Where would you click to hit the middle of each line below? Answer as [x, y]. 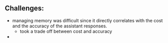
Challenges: [25, 8]
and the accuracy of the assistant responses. [60, 26]
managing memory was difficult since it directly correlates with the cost [87, 20]
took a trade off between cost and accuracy [66, 31]
